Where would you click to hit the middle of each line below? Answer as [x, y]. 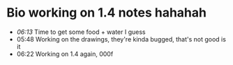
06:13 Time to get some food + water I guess [81, 32]
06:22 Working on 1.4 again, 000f [65, 54]
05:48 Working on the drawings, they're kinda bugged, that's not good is [121, 39]
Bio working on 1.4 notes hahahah [107, 13]
